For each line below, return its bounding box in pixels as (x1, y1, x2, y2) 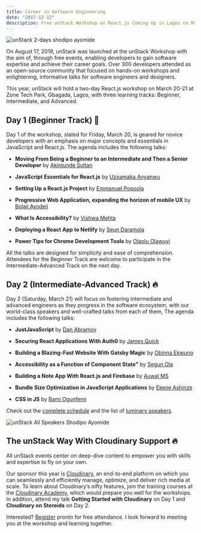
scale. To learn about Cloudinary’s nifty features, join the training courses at (6, 483, 193, 490)
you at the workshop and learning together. (6, 519, 113, 527)
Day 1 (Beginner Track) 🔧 (6, 115, 100, 125)
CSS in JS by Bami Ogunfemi (14, 396, 87, 402)
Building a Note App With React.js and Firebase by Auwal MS (14, 373, 169, 379)
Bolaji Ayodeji (14, 203, 48, 210)
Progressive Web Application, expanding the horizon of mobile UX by (14, 196, 191, 204)
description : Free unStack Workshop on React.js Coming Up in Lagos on (6, 20, 188, 26)
